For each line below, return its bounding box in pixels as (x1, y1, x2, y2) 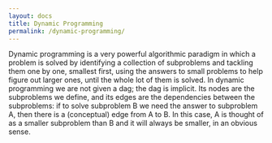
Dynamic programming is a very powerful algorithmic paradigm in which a (8, 50, 256, 59)
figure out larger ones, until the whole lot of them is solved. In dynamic (8, 75, 245, 85)
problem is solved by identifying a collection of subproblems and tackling (8, 58, 253, 67)
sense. (8, 127, 31, 136)
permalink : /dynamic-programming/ (8, 27, 126, 35)
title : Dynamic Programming (8, 19, 104, 28)
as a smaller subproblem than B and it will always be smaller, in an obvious (8, 119, 258, 128)
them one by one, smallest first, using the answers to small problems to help (8, 67, 264, 76)
